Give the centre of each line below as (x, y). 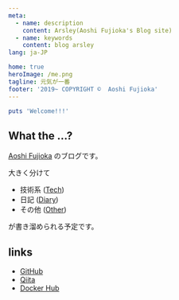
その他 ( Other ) (43, 210)
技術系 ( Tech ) (42, 190)
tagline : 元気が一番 (39, 82)
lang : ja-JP (28, 53)
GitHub (31, 271)
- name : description (49, 23)
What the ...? (41, 136)
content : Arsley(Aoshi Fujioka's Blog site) (97, 30)
